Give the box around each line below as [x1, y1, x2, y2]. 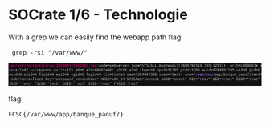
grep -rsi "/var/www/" [11, 48, 88, 57]
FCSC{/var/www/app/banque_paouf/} [8, 111, 125, 119]
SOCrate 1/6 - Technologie [8, 6, 189, 24]
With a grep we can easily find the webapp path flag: [8, 32, 183, 42]
